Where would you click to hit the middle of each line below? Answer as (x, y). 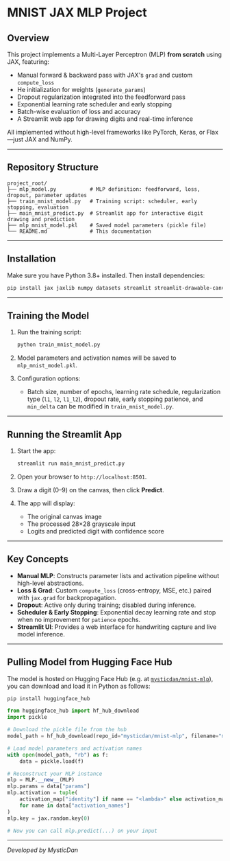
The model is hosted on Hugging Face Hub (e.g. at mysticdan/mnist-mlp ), (110, 678)
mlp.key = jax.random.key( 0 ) (49, 818)
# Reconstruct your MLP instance (55, 774)
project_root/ (27, 183)
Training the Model (48, 315)
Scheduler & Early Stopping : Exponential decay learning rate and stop (116, 612)
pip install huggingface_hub (49, 698)
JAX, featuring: (28, 62)
